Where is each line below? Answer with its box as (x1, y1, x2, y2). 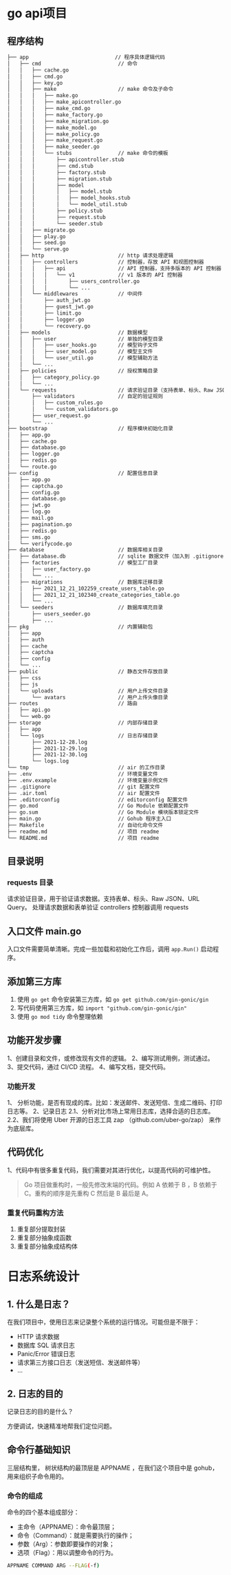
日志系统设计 (7, 1269, 80, 1285)
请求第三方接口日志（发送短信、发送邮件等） (16, 1358, 144, 1366)
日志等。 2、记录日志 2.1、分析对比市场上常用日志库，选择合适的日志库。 (7, 1107, 214, 1115)
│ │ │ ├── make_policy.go (7, 131, 100, 138)
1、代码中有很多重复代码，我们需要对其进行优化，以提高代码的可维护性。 (7, 1165, 214, 1174)
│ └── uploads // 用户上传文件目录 (7, 687, 168, 695)
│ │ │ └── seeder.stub (7, 220, 103, 227)
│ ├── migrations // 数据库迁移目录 (7, 578, 164, 585)
